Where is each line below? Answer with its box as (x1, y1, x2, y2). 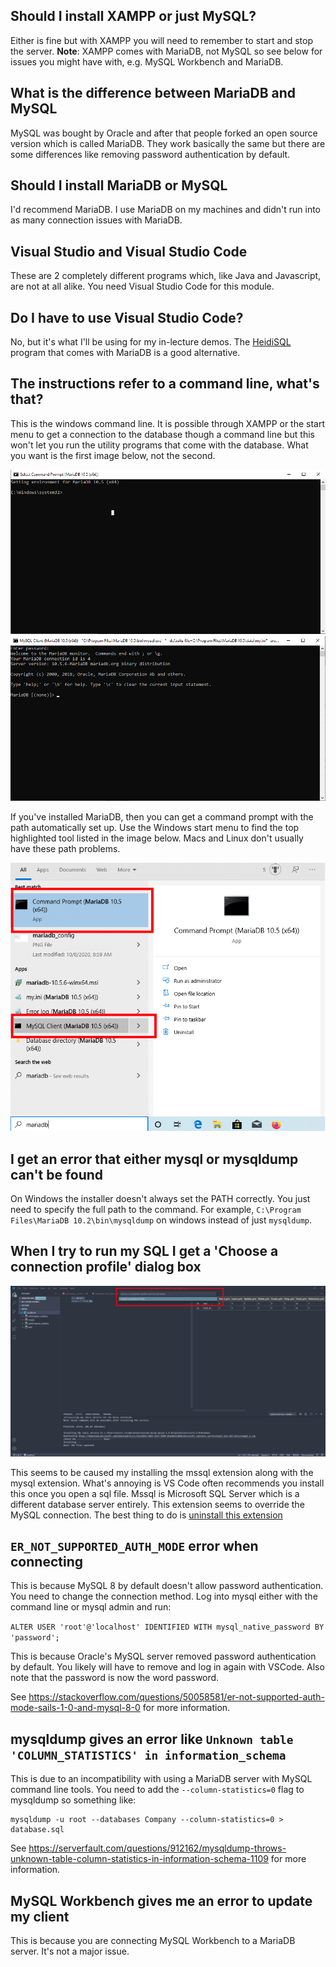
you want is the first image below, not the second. (10, 449, 216, 461)
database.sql (10, 1825, 65, 1835)
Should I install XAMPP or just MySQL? (10, 8, 257, 25)
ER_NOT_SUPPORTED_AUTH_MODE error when (10, 1537, 259, 1554)
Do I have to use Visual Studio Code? (10, 309, 244, 326)
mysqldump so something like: (10, 1794, 137, 1806)
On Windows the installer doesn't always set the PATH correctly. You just (10, 1193, 311, 1205)
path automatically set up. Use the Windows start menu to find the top (10, 821, 300, 833)
